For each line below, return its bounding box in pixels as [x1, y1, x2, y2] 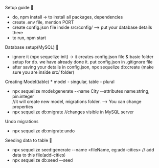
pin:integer [12, 93, 34, 99]
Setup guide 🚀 [5, 5, 34, 10]
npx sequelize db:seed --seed [12, 157, 73, 163]
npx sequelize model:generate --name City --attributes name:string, [12, 88, 150, 94]
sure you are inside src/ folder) [12, 69, 74, 75]
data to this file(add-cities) [12, 152, 66, 158]
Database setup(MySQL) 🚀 [5, 44, 59, 50]
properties [12, 104, 33, 109]
